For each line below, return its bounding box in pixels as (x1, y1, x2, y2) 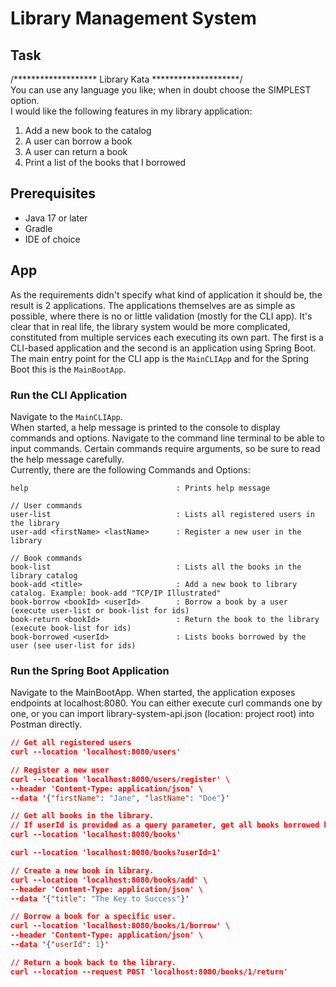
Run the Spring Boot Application (10, 663, 170, 677)
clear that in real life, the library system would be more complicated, (10, 320, 291, 332)
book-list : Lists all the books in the (10, 562, 302, 572)
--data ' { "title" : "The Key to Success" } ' (10, 893, 190, 904)
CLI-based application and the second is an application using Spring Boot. (10, 342, 317, 354)
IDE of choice (24, 233, 81, 245)
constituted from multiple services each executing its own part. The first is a (10, 331, 324, 343)
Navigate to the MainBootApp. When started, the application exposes (10, 687, 296, 699)
